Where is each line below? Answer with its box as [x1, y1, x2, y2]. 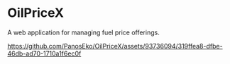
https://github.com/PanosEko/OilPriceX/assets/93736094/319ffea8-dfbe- [7, 41, 223, 50]
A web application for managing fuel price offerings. [7, 28, 160, 37]
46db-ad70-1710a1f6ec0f [7, 49, 82, 58]
